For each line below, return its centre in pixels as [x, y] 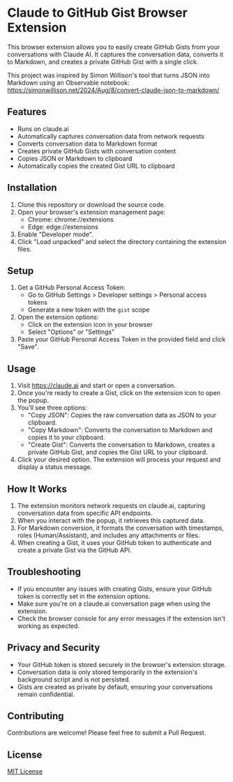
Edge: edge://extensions [63, 227]
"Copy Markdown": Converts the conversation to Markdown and [120, 430]
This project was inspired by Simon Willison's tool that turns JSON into [109, 75]
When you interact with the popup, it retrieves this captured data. [111, 520]
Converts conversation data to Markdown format [87, 144]
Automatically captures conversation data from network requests [111, 136]
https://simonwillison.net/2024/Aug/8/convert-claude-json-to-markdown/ [113, 90]
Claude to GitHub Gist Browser [98, 13]
